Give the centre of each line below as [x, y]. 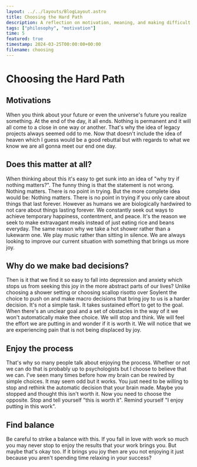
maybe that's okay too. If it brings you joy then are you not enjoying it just [95, 451]
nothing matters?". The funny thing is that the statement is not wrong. [90, 185]
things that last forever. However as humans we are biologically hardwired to [99, 204]
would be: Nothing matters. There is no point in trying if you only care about [98, 197]
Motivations [29, 101]
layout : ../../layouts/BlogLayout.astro [56, 11]
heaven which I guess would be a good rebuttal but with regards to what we [98, 139]
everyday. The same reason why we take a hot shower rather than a [88, 229]
